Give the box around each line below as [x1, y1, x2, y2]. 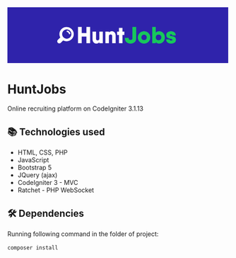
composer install [7, 245, 59, 252]
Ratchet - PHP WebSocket [17, 186, 94, 194]
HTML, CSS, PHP [17, 148, 69, 157]
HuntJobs [7, 81, 66, 97]
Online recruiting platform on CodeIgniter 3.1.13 [7, 104, 143, 113]
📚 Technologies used [7, 125, 105, 138]
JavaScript [17, 156, 49, 164]
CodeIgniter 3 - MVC [17, 179, 78, 187]
